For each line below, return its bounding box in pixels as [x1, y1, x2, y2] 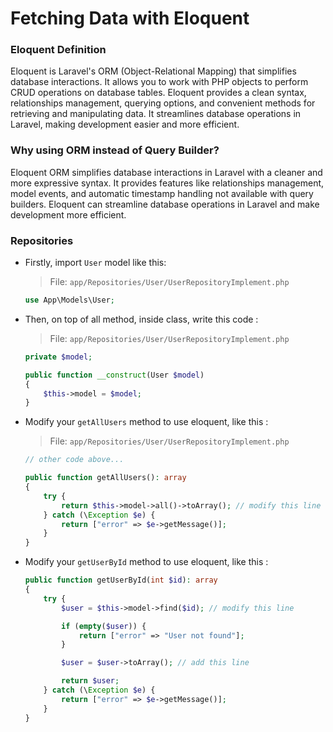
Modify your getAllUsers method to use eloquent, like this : [24, 416, 269, 428]
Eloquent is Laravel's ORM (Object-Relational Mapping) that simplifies [10, 65, 297, 77]
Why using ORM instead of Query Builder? [10, 143, 220, 157]
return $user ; [61, 676, 120, 686]
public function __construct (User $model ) [24, 370, 205, 380]
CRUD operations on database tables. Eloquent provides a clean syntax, [10, 87, 307, 99]
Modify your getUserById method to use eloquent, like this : [24, 556, 269, 568]
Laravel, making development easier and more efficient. [10, 118, 240, 131]
